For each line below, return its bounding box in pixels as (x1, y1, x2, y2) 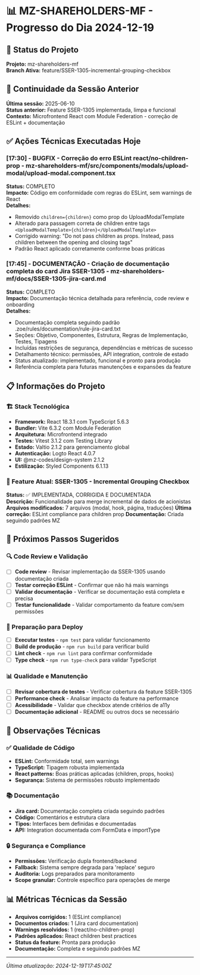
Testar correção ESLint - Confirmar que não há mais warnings (14, 581, 169, 588)
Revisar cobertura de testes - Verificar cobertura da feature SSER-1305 (14, 688, 192, 695)
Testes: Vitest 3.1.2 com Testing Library (14, 437, 112, 445)
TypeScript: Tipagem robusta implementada (14, 764, 124, 771)
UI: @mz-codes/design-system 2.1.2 (14, 456, 105, 464)
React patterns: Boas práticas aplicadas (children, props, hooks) (14, 770, 174, 777)
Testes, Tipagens (14, 338, 58, 345)
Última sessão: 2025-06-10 (6, 100, 75, 107)
